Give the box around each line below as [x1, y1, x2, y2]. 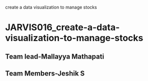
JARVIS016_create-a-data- [5, 22, 120, 33]
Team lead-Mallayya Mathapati [5, 52, 104, 60]
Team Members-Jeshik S [5, 69, 85, 77]
